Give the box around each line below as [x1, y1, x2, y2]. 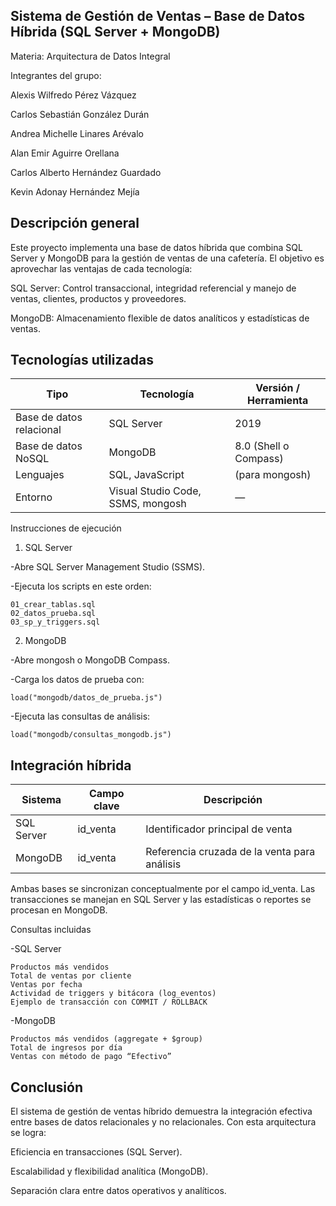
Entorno [15, 490, 53, 504]
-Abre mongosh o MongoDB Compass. [10, 654, 170, 666]
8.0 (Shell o [234, 439, 290, 453]
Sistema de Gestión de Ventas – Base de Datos [10, 8, 306, 25]
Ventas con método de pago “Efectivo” [10, 1052, 172, 1062]
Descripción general [10, 215, 140, 232]
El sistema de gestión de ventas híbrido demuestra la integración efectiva [10, 1105, 313, 1118]
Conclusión [10, 1079, 84, 1096]
